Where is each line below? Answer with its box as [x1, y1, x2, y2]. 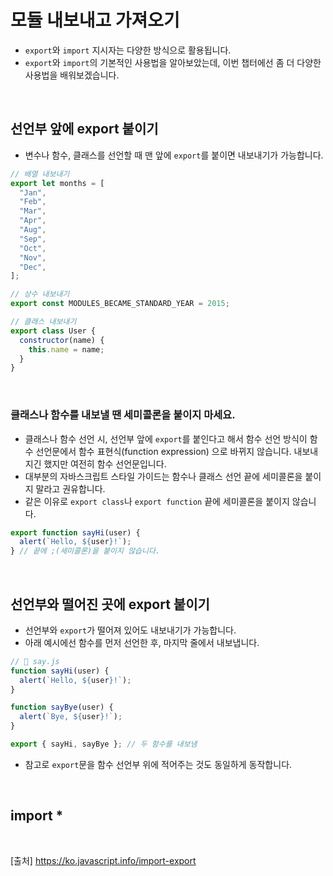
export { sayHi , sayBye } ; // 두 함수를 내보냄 [10, 739, 198, 750]
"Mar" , [19, 206, 47, 216]
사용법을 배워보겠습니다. [24, 69, 120, 81]
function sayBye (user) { [10, 702, 114, 713]
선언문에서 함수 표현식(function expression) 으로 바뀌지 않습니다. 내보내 [35, 445, 319, 457]
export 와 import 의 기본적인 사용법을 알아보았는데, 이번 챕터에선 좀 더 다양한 [24, 56, 322, 68]
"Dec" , [19, 262, 47, 272]
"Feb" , [19, 197, 47, 207]
